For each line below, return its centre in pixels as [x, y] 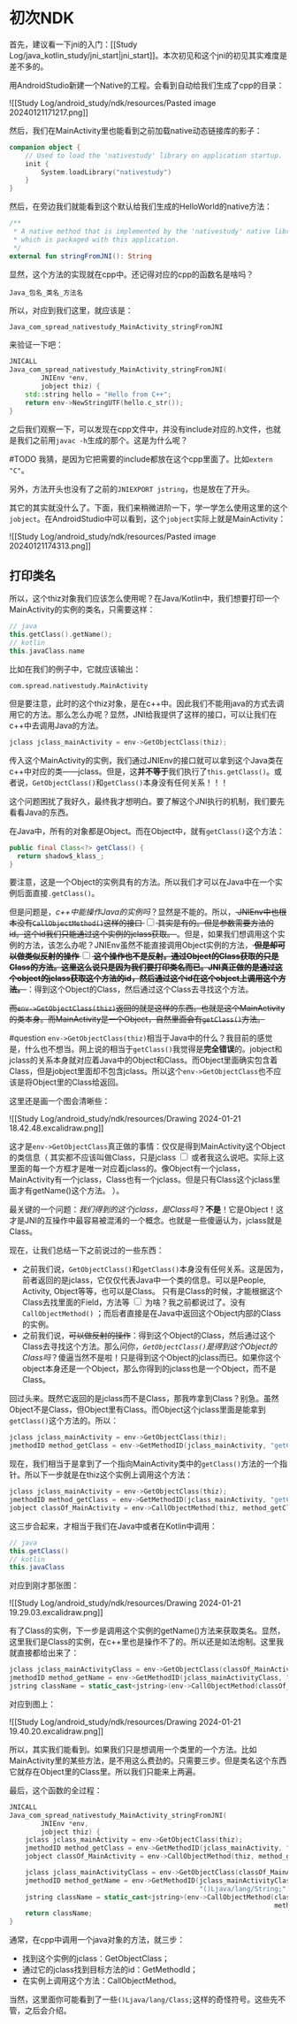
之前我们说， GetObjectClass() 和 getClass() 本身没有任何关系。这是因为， [155, 1269]
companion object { [45, 147]
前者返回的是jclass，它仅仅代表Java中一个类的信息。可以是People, [144, 1280]
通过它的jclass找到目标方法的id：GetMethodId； [110, 1970]
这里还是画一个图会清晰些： [60, 1101]
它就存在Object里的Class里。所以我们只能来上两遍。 [105, 1771]
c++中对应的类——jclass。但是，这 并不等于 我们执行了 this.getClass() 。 [142, 771]
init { [37, 164]
